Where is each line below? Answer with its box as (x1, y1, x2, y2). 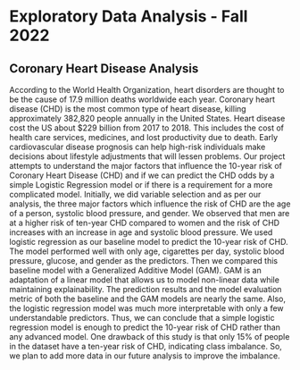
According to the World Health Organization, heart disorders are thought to (9, 85, 285, 95)
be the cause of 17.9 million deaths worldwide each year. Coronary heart (9, 94, 275, 105)
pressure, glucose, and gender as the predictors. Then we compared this (9, 256, 279, 265)
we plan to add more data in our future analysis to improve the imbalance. (9, 350, 280, 361)
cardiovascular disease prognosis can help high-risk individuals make (9, 141, 266, 152)
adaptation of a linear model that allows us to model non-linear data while (9, 274, 279, 285)
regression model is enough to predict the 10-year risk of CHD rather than (9, 322, 281, 332)
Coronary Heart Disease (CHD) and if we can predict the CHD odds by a (9, 170, 275, 181)
